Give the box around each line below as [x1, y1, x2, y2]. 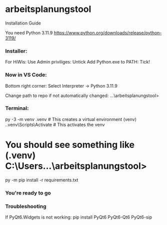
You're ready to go [5, 189, 51, 196]
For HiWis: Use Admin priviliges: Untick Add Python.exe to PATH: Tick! [5, 59, 150, 65]
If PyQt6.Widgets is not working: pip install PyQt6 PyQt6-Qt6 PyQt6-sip [5, 214, 152, 220]
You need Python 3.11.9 [5, 29, 53, 35]
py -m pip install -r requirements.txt [5, 176, 78, 183]
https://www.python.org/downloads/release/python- [53, 29, 162, 35]
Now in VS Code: [5, 71, 47, 78]
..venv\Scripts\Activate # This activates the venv [5, 121, 105, 127]
